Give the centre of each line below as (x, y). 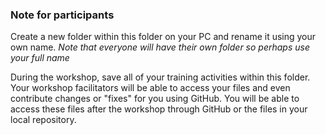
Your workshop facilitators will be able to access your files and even (150, 88)
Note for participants (62, 15)
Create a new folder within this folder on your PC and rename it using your (163, 37)
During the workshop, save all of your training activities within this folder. (160, 77)
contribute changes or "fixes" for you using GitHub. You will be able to (155, 99)
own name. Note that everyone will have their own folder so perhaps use (160, 47)
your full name (40, 58)
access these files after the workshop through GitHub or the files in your (159, 109)
